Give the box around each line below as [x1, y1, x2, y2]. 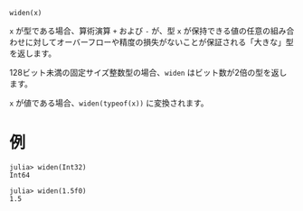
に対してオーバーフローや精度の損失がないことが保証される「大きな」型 [24, 37, 294, 47]
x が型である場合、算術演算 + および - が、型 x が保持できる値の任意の [9, 25, 271, 36]
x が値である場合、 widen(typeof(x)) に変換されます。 [9, 97, 210, 108]
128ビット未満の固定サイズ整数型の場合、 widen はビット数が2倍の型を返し [9, 68, 288, 78]
